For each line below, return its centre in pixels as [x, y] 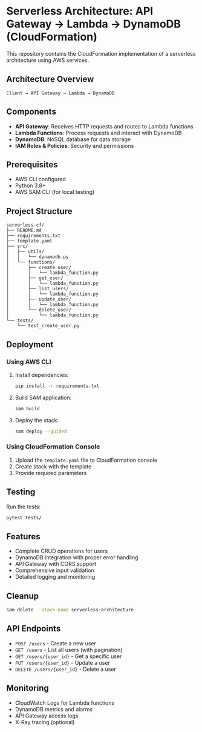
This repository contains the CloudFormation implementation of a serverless [101, 53]
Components [31, 112]
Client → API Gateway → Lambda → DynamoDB [60, 93]
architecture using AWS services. [48, 60]
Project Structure [39, 211]
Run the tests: [24, 507]
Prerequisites [32, 165]
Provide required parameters [51, 473]
